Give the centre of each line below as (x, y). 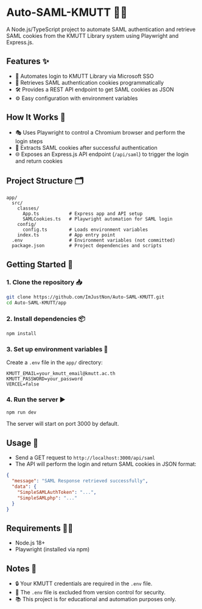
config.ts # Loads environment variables (85, 230)
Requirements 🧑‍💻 (40, 528)
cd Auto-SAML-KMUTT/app (37, 303)
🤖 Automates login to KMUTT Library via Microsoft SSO (84, 76)
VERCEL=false (23, 384)
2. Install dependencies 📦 (46, 319)
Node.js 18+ (30, 543)
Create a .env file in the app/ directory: (54, 362)
